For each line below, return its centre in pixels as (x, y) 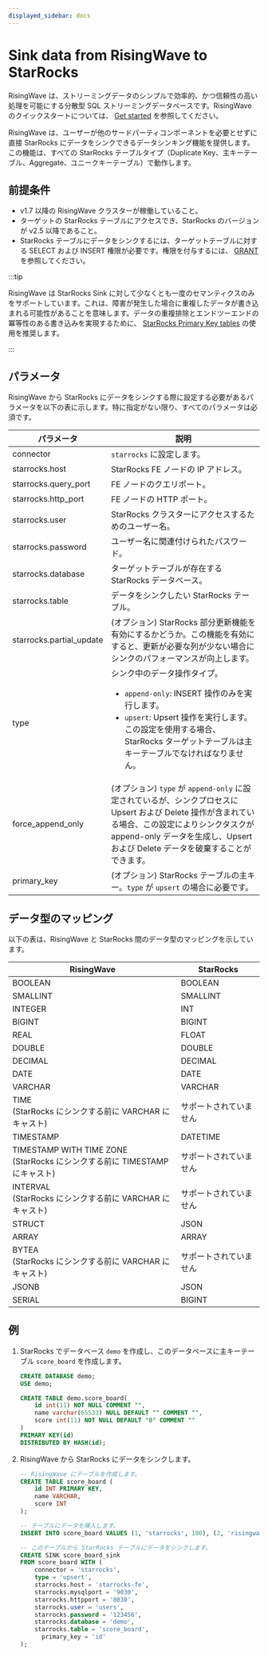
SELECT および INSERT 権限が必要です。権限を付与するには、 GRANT (144, 251)
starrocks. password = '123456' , (88, 1614)
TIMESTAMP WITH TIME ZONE (70, 1150)
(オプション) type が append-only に (177, 789)
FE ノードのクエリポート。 (160, 485)
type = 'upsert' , (63, 1578)
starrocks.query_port (51, 484)
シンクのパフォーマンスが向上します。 (182, 658)
